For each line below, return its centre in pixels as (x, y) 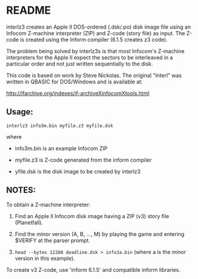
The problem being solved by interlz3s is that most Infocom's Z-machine (95, 51)
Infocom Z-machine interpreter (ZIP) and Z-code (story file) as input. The (96, 33)
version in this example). (45, 258)
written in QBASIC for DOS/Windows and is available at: (75, 82)
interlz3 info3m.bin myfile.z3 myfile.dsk (60, 126)
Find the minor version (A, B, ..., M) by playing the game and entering (100, 234)
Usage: (20, 112)
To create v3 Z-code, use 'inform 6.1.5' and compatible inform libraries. (93, 269)
